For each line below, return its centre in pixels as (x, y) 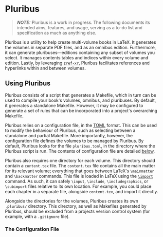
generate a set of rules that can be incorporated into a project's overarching (81, 110)
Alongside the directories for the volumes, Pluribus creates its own (72, 201)
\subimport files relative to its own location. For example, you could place (78, 186)
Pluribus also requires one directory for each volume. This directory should (80, 160)
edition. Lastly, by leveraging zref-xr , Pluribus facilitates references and (77, 63)
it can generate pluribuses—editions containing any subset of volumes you (80, 53)
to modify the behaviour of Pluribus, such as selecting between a (70, 130)
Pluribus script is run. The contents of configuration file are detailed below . (80, 151)
